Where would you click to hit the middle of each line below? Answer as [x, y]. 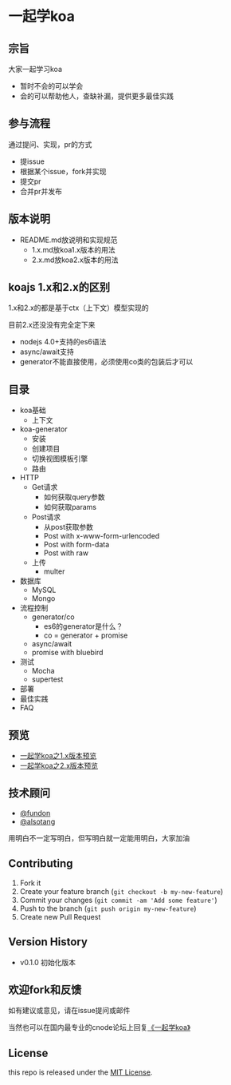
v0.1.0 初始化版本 [48, 962]
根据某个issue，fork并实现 [63, 171]
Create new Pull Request [60, 916]
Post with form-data [76, 545]
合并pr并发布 [41, 191]
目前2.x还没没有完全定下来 [52, 325]
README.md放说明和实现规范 [69, 240]
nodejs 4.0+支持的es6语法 [63, 342]
